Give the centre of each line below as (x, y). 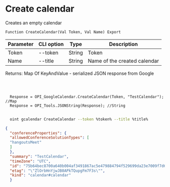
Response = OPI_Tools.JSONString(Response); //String (68, 106)
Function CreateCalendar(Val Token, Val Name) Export (63, 32)
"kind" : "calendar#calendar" (40, 175)
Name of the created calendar (123, 61)
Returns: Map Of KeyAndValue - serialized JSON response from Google (80, 73)
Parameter (21, 44)
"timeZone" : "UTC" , (30, 161)
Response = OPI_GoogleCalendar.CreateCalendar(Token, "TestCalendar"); (87, 97)
